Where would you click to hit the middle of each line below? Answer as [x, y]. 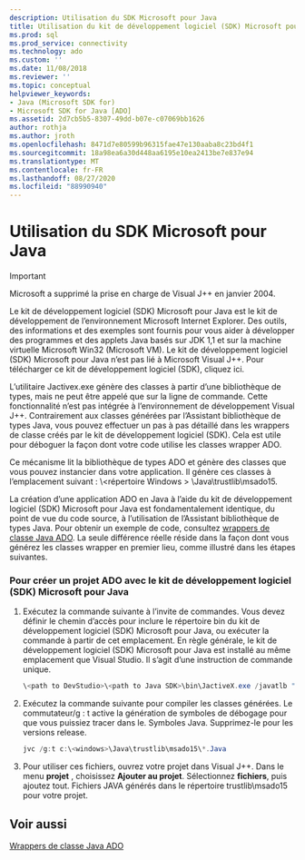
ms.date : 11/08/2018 [49, 69]
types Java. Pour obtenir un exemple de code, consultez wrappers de [140, 529]
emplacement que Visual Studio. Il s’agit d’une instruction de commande [157, 660]
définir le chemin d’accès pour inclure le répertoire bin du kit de [141, 621]
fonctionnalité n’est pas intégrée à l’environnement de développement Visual [152, 406]
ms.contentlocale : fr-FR [56, 170]
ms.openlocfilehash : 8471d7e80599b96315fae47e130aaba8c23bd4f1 [132, 144]
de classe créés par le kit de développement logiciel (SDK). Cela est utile [145, 435]
